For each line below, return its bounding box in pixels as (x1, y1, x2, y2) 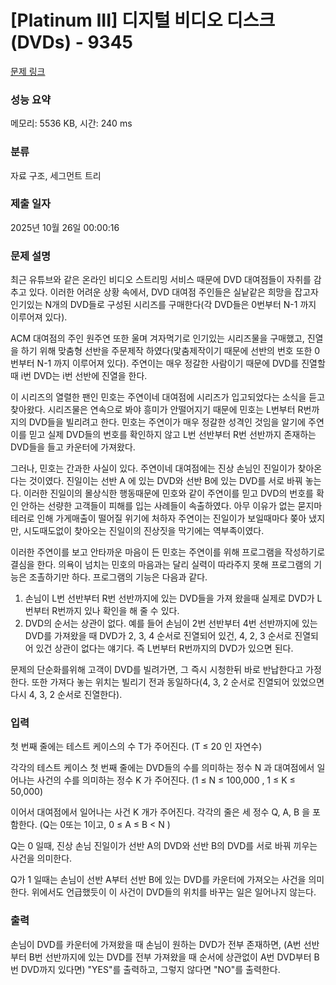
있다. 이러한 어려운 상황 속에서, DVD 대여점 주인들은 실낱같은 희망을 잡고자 (28, 286, 319, 298)
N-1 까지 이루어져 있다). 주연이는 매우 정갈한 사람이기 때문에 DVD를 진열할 (36, 357, 326, 370)
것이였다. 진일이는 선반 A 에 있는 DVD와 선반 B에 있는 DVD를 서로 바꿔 (28, 475, 303, 487)
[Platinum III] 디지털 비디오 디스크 (10, 9, 276, 32)
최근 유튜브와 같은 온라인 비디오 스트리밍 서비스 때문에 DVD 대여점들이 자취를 (10, 274, 312, 286)
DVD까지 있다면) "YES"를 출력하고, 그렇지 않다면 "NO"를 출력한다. (20, 963, 281, 975)
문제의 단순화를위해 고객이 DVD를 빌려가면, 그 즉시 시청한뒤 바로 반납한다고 (10, 664, 304, 676)
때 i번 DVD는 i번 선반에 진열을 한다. (10, 370, 148, 382)
